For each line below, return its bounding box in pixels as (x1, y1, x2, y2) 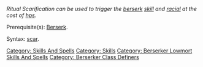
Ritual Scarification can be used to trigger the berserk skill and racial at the (6, 5, 197, 12)
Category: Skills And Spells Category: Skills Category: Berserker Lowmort (6, 47, 193, 54)
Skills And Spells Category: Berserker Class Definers (6, 54, 139, 60)
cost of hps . (6, 12, 37, 19)
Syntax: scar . (6, 35, 40, 42)
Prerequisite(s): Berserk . (6, 24, 68, 30)
